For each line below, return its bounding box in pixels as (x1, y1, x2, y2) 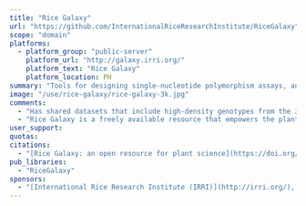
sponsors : (9, 174, 47, 183)
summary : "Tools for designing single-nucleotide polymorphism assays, (9, 81, 287, 90)
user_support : (9, 124, 64, 133)
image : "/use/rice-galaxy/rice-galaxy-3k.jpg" (9, 89, 189, 98)
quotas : (9, 132, 39, 141)
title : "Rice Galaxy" (9, 13, 92, 23)
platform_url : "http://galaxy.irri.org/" (25, 56, 185, 65)
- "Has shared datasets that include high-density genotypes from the (17, 107, 291, 116)
